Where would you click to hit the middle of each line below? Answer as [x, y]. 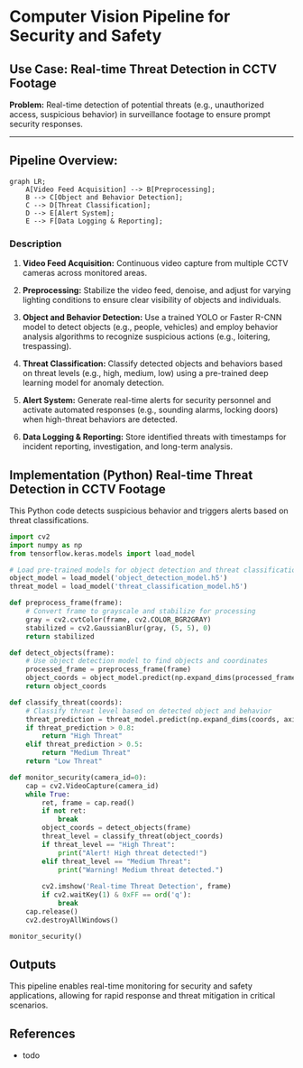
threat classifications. [49, 520]
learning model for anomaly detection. [93, 383]
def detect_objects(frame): [62, 653]
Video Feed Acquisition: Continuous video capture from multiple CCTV [155, 263]
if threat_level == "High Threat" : [109, 844]
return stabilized [60, 636]
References [42, 1033]
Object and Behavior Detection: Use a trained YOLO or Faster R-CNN [152, 318]
